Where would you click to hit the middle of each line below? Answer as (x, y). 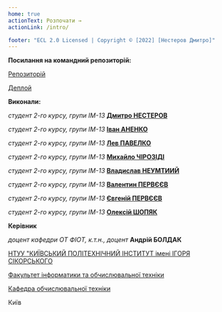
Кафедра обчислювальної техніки (59, 288)
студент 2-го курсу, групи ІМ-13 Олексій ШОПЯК (83, 212)
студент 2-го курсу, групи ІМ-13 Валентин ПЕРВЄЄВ (88, 184)
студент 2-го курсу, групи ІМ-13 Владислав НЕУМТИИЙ (94, 171)
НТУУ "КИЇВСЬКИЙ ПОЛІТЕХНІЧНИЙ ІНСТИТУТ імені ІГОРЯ (99, 254)
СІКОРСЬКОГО (30, 261)
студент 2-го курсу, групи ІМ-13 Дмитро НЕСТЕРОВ (88, 115)
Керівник (23, 226)
